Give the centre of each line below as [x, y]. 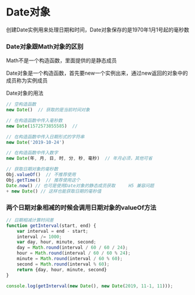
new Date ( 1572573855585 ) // [42, 126]
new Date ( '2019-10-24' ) [35, 142]
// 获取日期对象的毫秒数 [32, 169]
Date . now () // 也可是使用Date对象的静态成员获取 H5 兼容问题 [80, 185]
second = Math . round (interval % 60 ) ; [63, 264]
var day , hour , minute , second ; [56, 242]
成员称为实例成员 [27, 81]
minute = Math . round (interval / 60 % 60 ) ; [70, 259]
